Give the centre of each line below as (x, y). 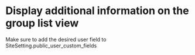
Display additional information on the (97, 11)
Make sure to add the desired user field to (56, 39)
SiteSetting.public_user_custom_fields (51, 46)
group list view (42, 23)
